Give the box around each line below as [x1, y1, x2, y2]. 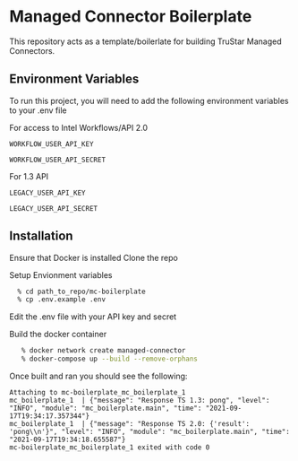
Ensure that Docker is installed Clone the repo [9, 252, 179, 263]
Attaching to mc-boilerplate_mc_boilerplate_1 [9, 388, 186, 397]
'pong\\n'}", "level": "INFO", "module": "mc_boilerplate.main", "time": [9, 428, 291, 437]
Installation [9, 229, 73, 244]
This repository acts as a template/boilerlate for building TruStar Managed [9, 36, 282, 47]
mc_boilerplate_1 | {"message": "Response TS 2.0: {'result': [9, 420, 251, 429]
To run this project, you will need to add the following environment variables [9, 95, 289, 106]
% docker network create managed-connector [21, 346, 186, 355]
